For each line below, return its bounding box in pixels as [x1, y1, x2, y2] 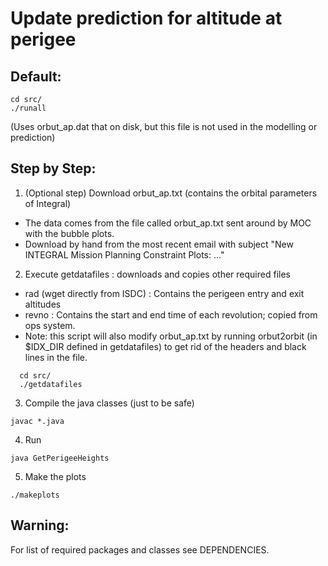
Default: [10, 68, 62, 85]
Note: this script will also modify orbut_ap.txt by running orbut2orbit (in [24, 330, 318, 342]
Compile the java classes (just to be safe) [24, 397, 195, 409]
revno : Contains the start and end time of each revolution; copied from [24, 308, 318, 321]
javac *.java [10, 416, 65, 426]
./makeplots [10, 490, 60, 500]
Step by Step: [10, 160, 97, 177]
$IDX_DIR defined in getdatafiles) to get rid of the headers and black [24, 340, 307, 352]
